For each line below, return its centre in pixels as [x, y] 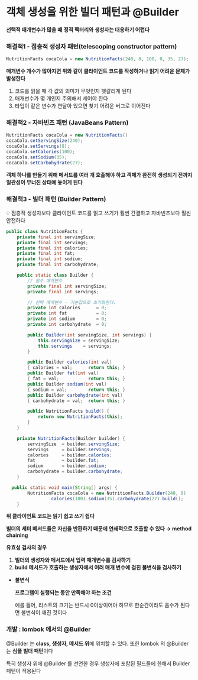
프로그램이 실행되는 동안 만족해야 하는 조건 [63, 592]
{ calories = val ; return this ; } [77, 368]
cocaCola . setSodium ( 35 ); [37, 157]
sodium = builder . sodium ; [67, 466]
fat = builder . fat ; [63, 461]
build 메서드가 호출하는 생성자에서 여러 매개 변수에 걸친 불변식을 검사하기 [98, 568]
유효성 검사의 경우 [27, 548]
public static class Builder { [55, 276]
